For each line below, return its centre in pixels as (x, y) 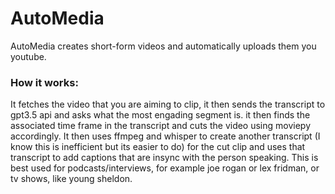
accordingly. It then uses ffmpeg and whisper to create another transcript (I (165, 136)
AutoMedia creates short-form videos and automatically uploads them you (163, 46)
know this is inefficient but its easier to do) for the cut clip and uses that (158, 147)
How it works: (44, 82)
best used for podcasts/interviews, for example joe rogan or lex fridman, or (165, 168)
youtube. (28, 56)
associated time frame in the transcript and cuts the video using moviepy (161, 126)
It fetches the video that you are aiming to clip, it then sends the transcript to (168, 104)
